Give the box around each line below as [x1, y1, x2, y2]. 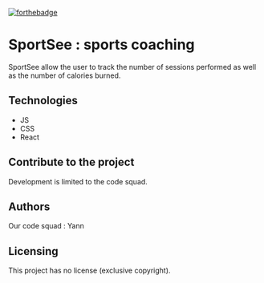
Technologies [8, 94, 79, 107]
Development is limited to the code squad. [8, 176, 148, 186]
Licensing [8, 245, 59, 258]
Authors [8, 200, 51, 213]
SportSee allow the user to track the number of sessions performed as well [8, 62, 257, 71]
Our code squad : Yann [8, 221, 84, 231]
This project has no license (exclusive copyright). [8, 265, 171, 276]
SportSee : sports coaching [8, 36, 195, 54]
